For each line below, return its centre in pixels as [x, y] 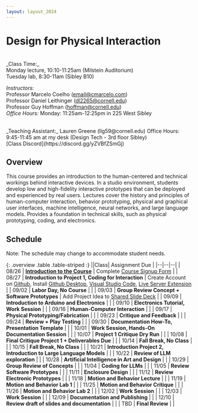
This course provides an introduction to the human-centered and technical [97, 176]
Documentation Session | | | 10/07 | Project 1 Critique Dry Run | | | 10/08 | [97, 334]
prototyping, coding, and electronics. [51, 221]
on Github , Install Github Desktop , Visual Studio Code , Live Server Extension [99, 284]
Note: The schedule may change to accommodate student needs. [86, 253]
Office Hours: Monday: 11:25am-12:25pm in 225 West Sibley [79, 113]
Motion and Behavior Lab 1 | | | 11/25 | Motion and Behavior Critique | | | [95, 385]
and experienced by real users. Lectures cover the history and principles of [98, 195]
